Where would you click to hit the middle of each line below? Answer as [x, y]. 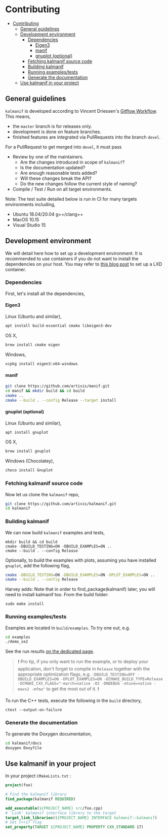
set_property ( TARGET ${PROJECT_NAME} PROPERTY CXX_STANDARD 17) [74, 827]
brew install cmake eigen [32, 345]
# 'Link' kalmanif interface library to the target [61, 813]
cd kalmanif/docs [24, 743]
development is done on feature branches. [57, 132]
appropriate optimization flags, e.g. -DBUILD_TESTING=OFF [76, 675]
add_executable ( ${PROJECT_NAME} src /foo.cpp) [54, 808]
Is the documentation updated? [53, 167]
